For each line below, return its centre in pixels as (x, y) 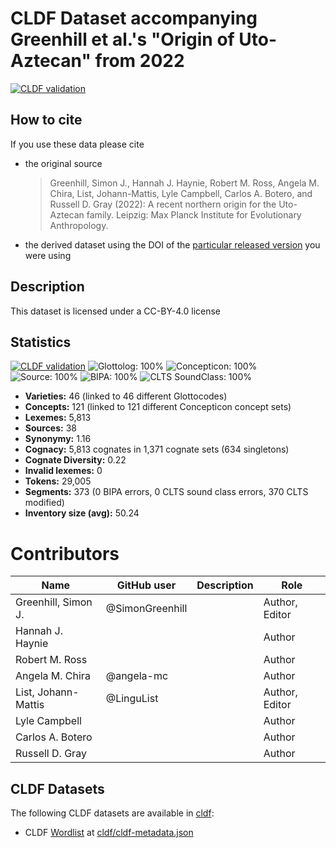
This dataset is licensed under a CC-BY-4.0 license (115, 311)
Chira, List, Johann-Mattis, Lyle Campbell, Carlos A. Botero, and (181, 193)
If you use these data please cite (77, 144)
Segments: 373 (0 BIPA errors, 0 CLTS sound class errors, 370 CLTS (166, 492)
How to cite (46, 120)
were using (48, 255)
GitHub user (146, 585)
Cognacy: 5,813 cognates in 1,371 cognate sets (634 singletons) (157, 449)
